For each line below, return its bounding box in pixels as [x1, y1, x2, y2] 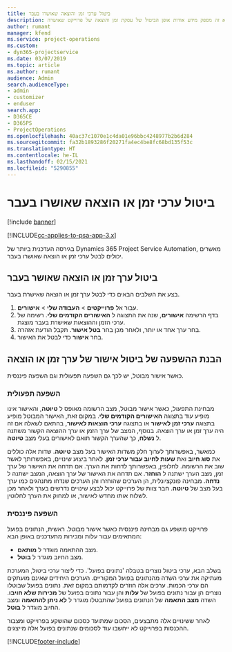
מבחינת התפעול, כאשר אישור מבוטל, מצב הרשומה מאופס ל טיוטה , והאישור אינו [7, 405, 215, 413]
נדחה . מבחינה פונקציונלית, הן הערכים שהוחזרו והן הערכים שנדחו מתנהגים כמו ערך [7, 477, 220, 485]
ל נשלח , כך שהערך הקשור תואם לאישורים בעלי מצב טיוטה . [7, 434, 162, 442]
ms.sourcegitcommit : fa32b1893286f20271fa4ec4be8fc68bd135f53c [7, 139, 193, 146]
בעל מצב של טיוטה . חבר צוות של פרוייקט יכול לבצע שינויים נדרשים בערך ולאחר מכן [7, 484, 223, 493]
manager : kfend [7, 29, 51, 37]
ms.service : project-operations [7, 36, 100, 43]
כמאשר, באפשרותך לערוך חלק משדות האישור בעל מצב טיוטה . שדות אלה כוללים [7, 448, 215, 456]
